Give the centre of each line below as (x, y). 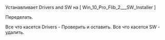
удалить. (15, 32)
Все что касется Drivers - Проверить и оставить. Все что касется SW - (83, 27)
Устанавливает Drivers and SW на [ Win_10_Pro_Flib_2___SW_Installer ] (81, 7)
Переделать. (19, 17)
